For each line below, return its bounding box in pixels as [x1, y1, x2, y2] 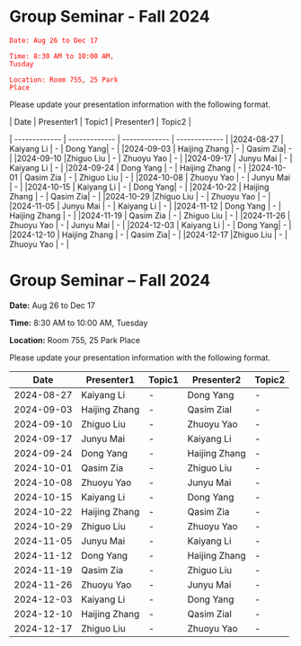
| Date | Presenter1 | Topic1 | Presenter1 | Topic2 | [9, 116, 191, 127]
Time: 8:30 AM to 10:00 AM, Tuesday [9, 317, 148, 328]
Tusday [9, 59, 34, 68]
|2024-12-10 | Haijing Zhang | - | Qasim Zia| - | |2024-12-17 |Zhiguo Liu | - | [9, 229, 288, 240]
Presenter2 [191, 373, 242, 385]
